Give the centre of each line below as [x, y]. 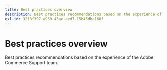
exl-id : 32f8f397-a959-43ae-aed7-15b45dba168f [54, 19]
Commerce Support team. [32, 63]
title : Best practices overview [39, 10]
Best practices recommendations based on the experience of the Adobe [79, 57]
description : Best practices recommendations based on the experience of [84, 14]
